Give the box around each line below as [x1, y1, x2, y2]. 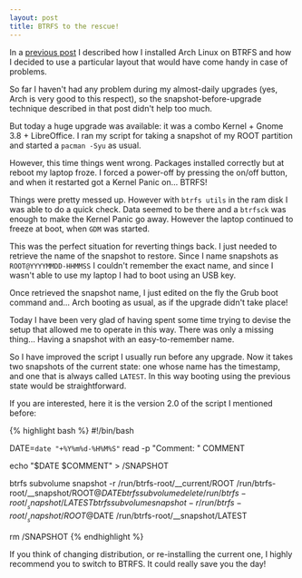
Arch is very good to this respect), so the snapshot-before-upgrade [9, 93, 262, 104]
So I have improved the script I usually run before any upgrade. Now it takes [9, 351, 293, 362]
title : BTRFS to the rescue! [9, 22, 120, 31]
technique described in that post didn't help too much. [9, 103, 213, 113]
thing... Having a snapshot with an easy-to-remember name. [9, 333, 235, 345]
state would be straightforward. [9, 380, 127, 391]
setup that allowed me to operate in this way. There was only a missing [9, 324, 274, 335]
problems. [9, 65, 47, 77]
